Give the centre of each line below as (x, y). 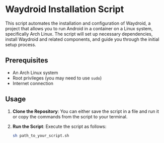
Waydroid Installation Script (65, 9)
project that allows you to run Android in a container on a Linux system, (79, 28)
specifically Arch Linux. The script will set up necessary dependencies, (79, 34)
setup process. (21, 44)
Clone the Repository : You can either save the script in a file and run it (86, 111)
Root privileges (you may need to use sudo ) (57, 78)
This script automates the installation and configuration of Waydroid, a (78, 23)
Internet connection (33, 83)
